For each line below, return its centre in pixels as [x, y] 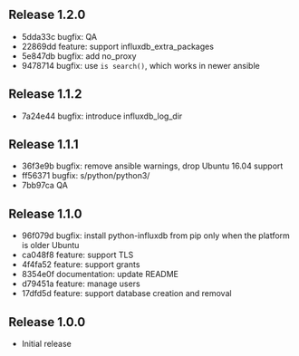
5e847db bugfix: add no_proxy [79, 56]
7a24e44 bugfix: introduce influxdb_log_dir [102, 116]
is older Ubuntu [50, 245]
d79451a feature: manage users [81, 284]
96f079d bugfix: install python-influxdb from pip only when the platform [156, 236]
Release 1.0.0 [47, 322]
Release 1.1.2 [45, 94]
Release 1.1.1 [43, 144]
